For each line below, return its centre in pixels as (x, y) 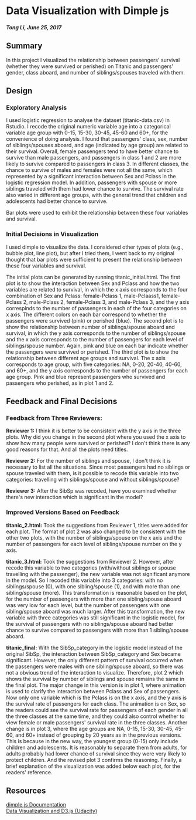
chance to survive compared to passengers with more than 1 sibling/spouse (97, 630)
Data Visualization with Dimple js (88, 11)
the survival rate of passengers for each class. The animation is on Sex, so (96, 704)
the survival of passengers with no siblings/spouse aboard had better (90, 624)
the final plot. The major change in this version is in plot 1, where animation (96, 685)
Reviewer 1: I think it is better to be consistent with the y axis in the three (94, 431)
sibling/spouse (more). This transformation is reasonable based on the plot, (97, 592)
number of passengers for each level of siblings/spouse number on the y (94, 544)
